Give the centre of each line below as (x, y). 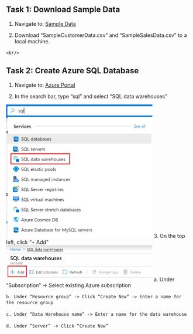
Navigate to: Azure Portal (45, 85)
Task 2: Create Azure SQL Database (73, 71)
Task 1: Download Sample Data (63, 10)
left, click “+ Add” (27, 242)
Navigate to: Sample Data (45, 23)
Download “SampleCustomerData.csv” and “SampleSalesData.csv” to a (101, 35)
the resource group (30, 303)
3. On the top (169, 236)
